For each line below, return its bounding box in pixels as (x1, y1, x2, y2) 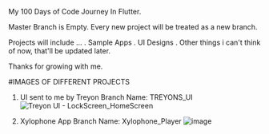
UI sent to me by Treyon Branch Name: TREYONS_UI (19, 93, 194, 102)
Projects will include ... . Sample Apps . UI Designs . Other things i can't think (8, 37, 261, 47)
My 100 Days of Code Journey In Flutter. (8, 7, 142, 16)
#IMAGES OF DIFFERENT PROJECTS (8, 77, 130, 86)
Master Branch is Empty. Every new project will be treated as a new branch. (8, 22, 258, 31)
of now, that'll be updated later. (8, 46, 110, 55)
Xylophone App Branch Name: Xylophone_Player (19, 116, 182, 126)
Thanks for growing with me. (8, 61, 103, 71)
